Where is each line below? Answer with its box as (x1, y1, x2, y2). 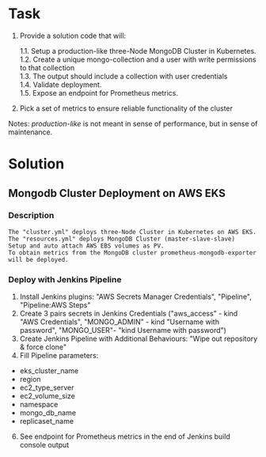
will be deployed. (8, 255, 69, 263)
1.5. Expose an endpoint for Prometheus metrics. (19, 88, 178, 97)
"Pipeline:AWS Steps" (19, 300, 91, 310)
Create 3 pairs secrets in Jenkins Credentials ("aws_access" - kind (19, 309, 238, 319)
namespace (19, 400, 59, 410)
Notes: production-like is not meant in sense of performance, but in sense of (8, 119, 258, 128)
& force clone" (19, 342, 67, 352)
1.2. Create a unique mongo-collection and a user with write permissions (19, 55, 256, 64)
